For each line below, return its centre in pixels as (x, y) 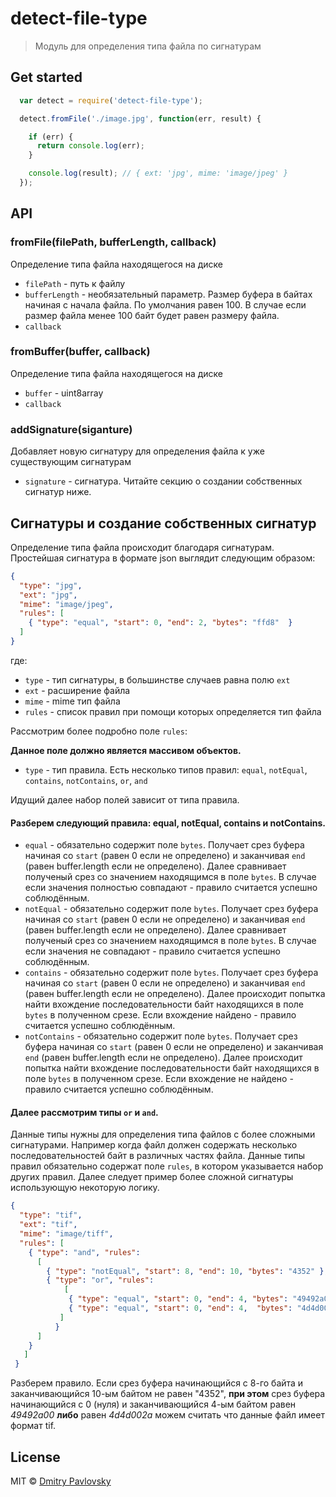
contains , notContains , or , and (86, 780)
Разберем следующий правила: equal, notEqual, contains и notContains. (168, 823)
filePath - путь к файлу (75, 283)
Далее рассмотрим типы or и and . (84, 1112)
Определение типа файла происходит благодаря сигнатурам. (142, 547)
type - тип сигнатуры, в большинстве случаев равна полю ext (157, 679)
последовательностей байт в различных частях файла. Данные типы (158, 1156)
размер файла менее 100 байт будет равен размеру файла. (152, 315)
